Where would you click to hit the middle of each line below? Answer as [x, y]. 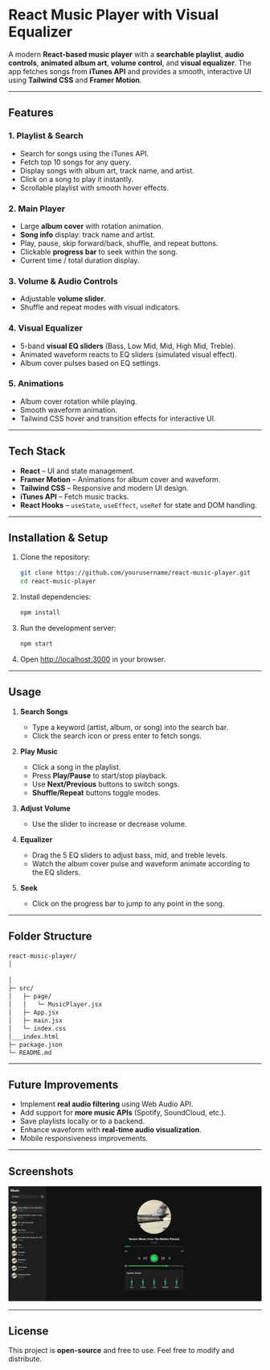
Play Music [39, 751]
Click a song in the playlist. [76, 766]
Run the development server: [68, 628]
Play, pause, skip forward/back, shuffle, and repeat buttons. [119, 243]
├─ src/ [21, 988]
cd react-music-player [58, 582]
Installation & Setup [58, 538]
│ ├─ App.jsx [34, 1012]
